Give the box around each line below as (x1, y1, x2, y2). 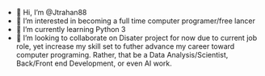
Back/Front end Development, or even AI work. (15, 58, 172, 68)
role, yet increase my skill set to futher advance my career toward (15, 42, 235, 51)
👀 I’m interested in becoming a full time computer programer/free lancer (15, 16, 256, 26)
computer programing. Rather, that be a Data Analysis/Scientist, (15, 50, 229, 59)
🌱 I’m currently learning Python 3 (15, 25, 126, 34)
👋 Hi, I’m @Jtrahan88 (15, 8, 87, 17)
